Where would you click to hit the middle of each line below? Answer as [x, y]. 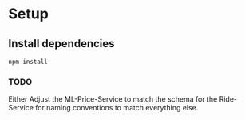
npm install [28, 62]
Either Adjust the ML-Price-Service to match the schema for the [113, 99]
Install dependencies [61, 44]
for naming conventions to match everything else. [117, 108]
